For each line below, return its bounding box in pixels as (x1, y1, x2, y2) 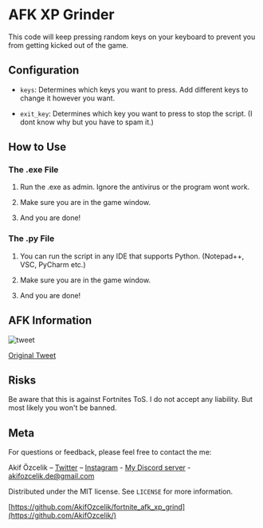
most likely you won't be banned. (8, 403, 117, 412)
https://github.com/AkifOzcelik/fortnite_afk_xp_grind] (10, 502, 186, 512)
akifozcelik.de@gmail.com (8, 471, 95, 481)
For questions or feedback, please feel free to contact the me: (8, 447, 212, 457)
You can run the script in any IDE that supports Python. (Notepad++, (19, 251, 245, 261)
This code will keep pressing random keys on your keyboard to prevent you (8, 32, 256, 41)
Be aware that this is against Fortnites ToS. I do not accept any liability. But (8, 395, 253, 404)
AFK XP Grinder (8, 6, 115, 24)
